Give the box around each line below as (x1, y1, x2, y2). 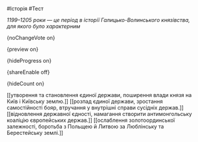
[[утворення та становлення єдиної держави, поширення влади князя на (7, 92, 192, 98)
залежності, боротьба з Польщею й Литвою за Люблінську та (7, 123, 164, 130)
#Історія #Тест (7, 5, 44, 12)
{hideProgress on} (7, 57, 52, 64)
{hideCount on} (7, 80, 45, 87)
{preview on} (7, 46, 39, 53)
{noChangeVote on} (7, 34, 55, 41)
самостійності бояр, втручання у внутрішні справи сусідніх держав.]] (7, 104, 184, 111)
